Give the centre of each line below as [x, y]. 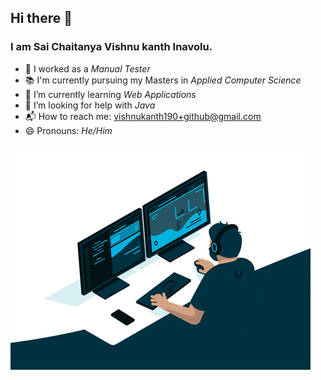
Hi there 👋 [41, 18]
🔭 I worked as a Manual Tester [87, 68]
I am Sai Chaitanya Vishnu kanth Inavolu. [111, 47]
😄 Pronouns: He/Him [68, 130]
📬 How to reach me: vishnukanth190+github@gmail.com [143, 116]
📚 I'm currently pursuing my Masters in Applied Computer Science [163, 80]
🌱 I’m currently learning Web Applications [110, 94]
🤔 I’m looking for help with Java [90, 105]
